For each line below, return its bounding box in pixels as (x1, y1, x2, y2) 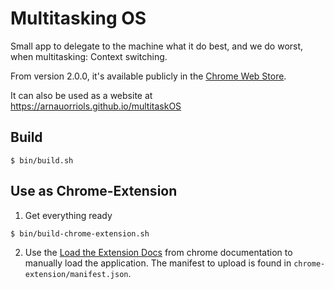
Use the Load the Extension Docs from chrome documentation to (24, 246, 293, 258)
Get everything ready (24, 209, 113, 221)
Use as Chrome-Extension (10, 183, 178, 200)
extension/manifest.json (24, 269, 129, 279)
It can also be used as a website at (10, 89, 153, 101)
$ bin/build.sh (10, 155, 74, 166)
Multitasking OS (10, 7, 147, 30)
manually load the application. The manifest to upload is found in (24, 257, 292, 269)
